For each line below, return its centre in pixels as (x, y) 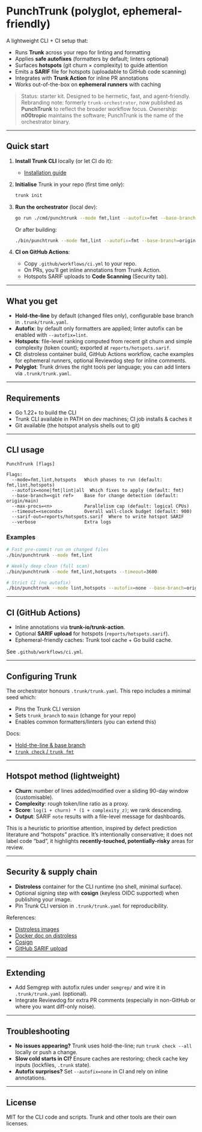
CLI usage (26, 450)
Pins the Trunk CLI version (47, 709)
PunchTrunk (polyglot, (63, 11)
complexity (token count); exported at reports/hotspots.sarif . (93, 348)
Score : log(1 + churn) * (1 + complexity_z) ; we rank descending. (98, 810)
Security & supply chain (52, 872)
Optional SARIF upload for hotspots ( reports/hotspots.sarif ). (92, 634)
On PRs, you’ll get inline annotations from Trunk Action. (92, 270)
